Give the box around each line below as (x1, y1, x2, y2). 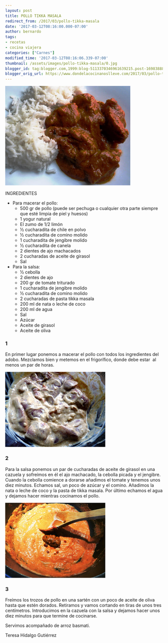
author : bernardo (5, 29, 41, 34)
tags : (5, 34, 16, 39)
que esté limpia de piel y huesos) (19, 210, 88, 217)
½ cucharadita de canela (19, 242, 71, 248)
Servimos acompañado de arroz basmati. (5, 622, 90, 628)
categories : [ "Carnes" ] (5, 50, 55, 55)
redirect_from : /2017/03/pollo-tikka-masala (5, 18, 99, 23)
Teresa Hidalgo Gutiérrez (5, 632, 57, 638)
